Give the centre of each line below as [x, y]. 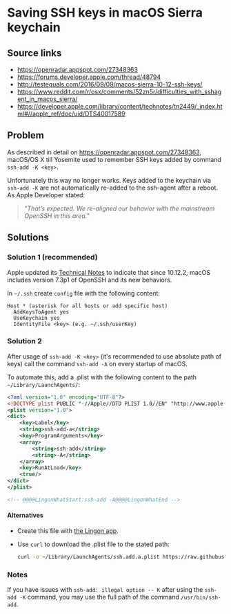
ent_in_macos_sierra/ [47, 99]
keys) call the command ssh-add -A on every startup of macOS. [97, 363]
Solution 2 [25, 341]
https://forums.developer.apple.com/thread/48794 [89, 77]
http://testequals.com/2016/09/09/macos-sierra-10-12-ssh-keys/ [110, 84]
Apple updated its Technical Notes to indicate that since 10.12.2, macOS [109, 272]
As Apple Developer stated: [46, 195]
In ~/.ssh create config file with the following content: [84, 293]
